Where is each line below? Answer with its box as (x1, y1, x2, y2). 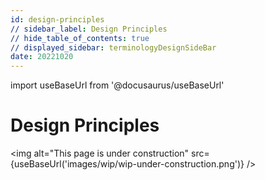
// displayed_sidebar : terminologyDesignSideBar (10, 42, 217, 53)
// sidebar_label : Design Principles (10, 24, 168, 34)
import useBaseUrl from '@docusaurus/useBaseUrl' (10, 79, 225, 91)
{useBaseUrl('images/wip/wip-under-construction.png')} (10, 158, 245, 170)
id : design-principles (10, 14, 105, 25)
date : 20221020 (10, 52, 74, 62)
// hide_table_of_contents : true (10, 33, 150, 43)
